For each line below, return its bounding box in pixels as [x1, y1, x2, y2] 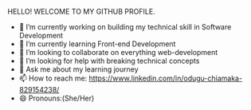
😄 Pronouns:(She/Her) [18, 93, 95, 103]
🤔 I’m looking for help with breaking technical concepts [18, 56, 200, 65]
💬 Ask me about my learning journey [18, 65, 139, 74]
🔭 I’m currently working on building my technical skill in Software [18, 22, 232, 31]
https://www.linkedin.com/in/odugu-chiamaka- [88, 73, 243, 83]
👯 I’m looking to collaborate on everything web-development [18, 48, 218, 57]
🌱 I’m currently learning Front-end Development [18, 39, 176, 49]
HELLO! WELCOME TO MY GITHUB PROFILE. [7, 7, 156, 16]
